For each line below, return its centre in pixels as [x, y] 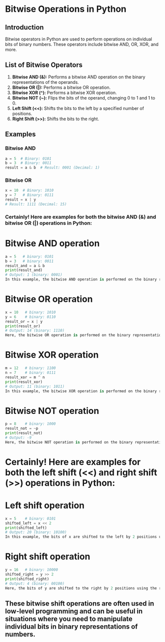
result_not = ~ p [22, 429]
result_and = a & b [25, 266]
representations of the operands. [46, 82]
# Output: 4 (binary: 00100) [35, 583]
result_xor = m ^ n [25, 377]
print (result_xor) [24, 382]
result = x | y [21, 200]
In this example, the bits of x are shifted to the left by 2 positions [81, 537]
